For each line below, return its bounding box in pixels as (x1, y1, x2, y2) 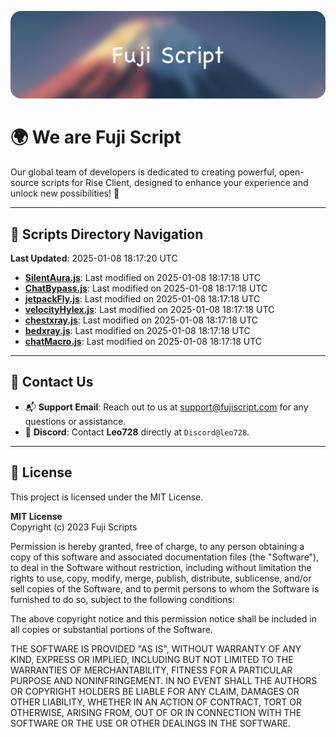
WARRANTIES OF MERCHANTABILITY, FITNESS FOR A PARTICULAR (10, 664, 293, 676)
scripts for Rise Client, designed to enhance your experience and (41, 177, 309, 189)
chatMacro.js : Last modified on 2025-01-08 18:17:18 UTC (24, 336, 263, 348)
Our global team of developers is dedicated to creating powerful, (10, 166, 277, 178)
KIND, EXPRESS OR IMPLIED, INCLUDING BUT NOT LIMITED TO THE (10, 653, 294, 665)
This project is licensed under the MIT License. (10, 491, 204, 503)
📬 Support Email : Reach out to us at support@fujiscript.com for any (24, 401, 309, 413)
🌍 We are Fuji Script (10, 126, 182, 149)
